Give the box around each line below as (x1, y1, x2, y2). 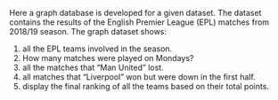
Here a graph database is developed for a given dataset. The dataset (9, 8, 262, 18)
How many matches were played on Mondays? (21, 53, 194, 63)
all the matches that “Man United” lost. (21, 62, 164, 73)
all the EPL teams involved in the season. (21, 43, 173, 54)
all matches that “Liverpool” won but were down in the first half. (21, 72, 256, 82)
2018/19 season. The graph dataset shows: (9, 27, 168, 36)
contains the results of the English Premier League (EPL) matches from (9, 17, 270, 27)
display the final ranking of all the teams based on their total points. (21, 81, 270, 91)
